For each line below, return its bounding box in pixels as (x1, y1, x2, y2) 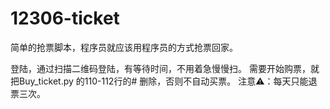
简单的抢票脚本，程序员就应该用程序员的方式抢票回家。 (10, 41, 238, 53)
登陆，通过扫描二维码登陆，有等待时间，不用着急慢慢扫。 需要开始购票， (10, 62, 311, 74)
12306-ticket (10, 7, 120, 30)
